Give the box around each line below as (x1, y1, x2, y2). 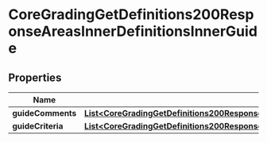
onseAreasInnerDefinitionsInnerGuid (8, 22, 258, 40)
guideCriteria (12, 121, 64, 132)
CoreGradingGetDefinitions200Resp (8, 6, 254, 24)
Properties (8, 71, 62, 84)
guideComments (12, 108, 77, 118)
